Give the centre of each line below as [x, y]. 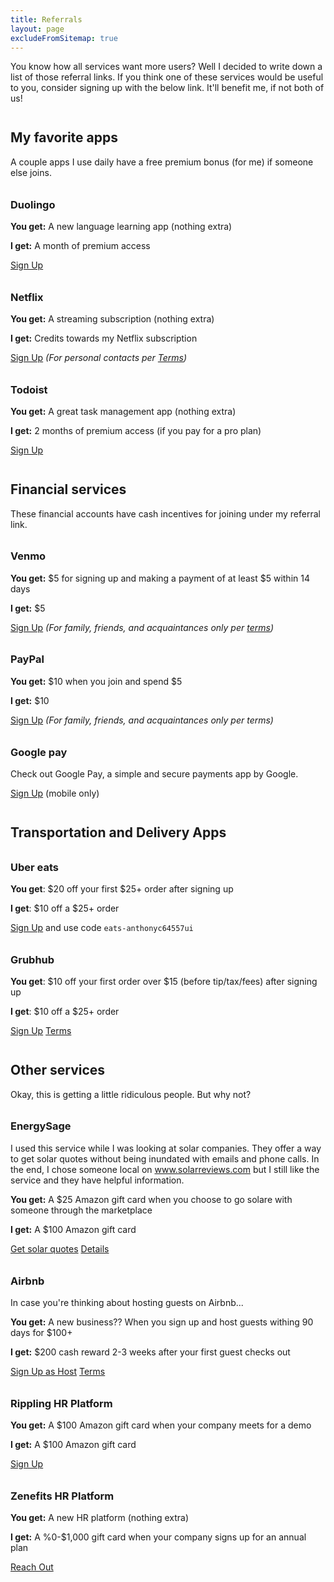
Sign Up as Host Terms [58, 1371]
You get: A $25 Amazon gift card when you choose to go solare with [151, 1199]
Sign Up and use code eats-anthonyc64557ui [102, 928]
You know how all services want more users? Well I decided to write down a [166, 67]
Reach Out [32, 1567]
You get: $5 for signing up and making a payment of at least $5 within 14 [160, 578]
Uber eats [35, 867]
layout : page [37, 29]
